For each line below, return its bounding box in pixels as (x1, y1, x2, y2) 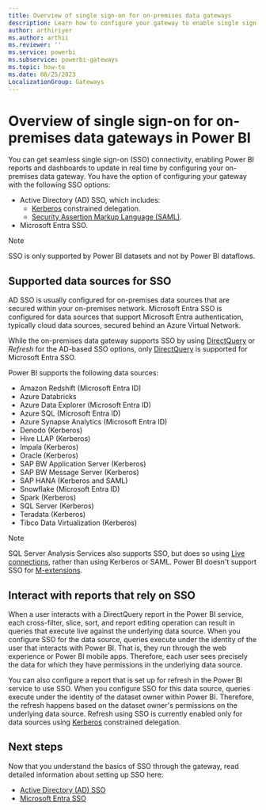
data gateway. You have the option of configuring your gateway (40, 172, 247, 181)
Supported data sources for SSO (8, 274, 172, 287)
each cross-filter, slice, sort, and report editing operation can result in (8, 618, 235, 628)
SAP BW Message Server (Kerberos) (19, 468, 140, 477)
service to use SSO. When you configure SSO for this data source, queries (8, 684, 251, 694)
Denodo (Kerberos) (19, 425, 83, 435)
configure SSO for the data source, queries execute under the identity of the (8, 635, 257, 645)
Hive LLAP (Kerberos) (19, 434, 91, 443)
